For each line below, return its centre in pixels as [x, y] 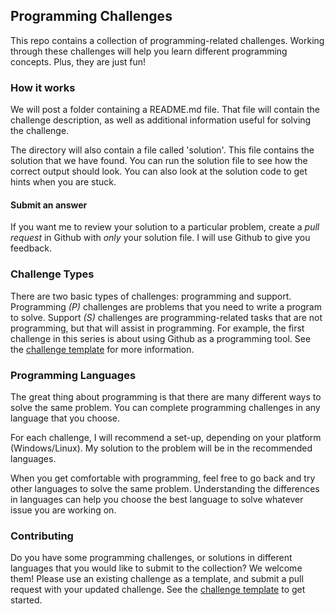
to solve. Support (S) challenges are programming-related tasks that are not [166, 317]
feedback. [31, 248]
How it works [43, 87]
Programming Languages [73, 375]
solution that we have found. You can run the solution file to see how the [159, 161]
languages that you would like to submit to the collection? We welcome [156, 568]
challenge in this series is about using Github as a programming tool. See [161, 338]
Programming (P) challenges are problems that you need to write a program [166, 306]
